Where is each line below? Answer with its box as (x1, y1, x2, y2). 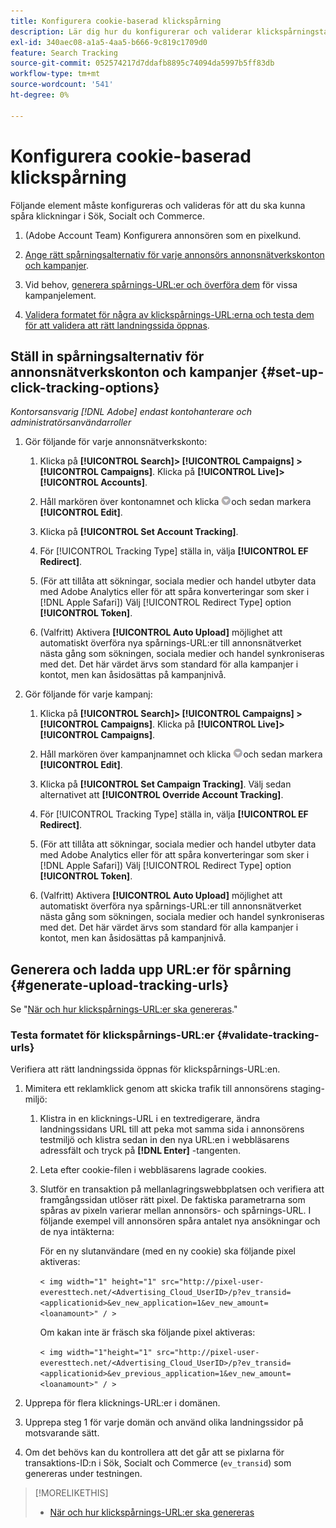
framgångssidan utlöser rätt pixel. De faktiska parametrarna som (39, 1194, 306, 1206)
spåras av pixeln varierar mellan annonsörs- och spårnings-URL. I (39, 1205, 312, 1217)
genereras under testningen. (24, 1468, 143, 1480)
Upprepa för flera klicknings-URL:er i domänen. (24, 1397, 221, 1409)
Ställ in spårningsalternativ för (10, 348, 205, 365)
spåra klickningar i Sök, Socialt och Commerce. (10, 210, 206, 222)
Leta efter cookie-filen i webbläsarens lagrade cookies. (39, 1164, 267, 1176)
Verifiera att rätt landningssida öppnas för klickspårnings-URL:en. (10, 1063, 281, 1075)
